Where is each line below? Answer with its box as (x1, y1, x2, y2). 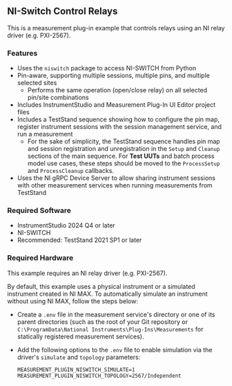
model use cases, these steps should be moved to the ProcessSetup (27, 159, 220, 167)
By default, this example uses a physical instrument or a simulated (7, 282, 195, 290)
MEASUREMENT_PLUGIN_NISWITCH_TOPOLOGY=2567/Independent (17, 372, 182, 379)
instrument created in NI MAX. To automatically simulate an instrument (7, 289, 209, 298)
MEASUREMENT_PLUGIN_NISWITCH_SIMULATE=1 (17, 366, 135, 373)
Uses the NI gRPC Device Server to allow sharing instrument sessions (17, 174, 216, 182)
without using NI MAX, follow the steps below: (7, 296, 138, 305)
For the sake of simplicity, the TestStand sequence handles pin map (27, 137, 220, 145)
